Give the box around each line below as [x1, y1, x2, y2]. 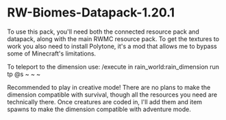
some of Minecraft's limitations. [7, 49, 97, 58]
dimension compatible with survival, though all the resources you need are [7, 91, 218, 99]
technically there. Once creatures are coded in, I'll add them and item [7, 97, 203, 106]
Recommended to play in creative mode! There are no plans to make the [7, 83, 211, 91]
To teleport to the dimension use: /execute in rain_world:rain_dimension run [7, 62, 220, 71]
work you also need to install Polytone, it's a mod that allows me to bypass [7, 42, 218, 50]
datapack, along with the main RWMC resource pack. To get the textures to [7, 34, 220, 43]
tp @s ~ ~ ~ [7, 70, 41, 78]
